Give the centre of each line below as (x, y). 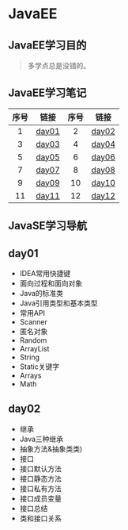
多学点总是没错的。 (59, 65)
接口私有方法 (40, 488)
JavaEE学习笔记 (47, 93)
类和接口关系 (40, 518)
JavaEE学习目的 (47, 45)
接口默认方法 (40, 468)
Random (33, 340)
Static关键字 (40, 367)
